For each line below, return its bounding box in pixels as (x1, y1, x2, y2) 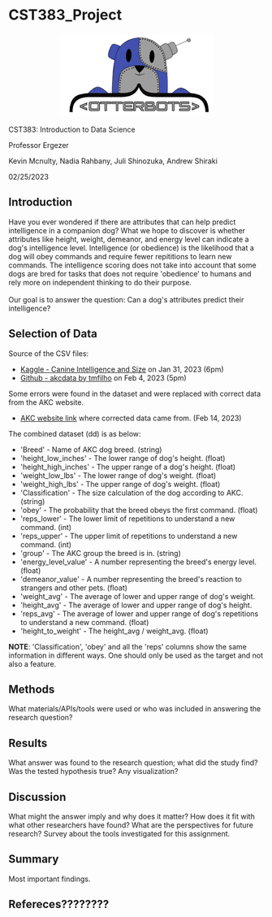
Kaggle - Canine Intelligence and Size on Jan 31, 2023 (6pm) (19, 364, 224, 374)
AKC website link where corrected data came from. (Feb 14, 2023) (19, 413, 242, 423)
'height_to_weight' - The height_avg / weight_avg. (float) (19, 626, 209, 636)
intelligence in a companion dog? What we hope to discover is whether (8, 225, 246, 235)
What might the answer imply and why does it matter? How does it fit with (8, 811, 256, 821)
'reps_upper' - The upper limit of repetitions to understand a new (19, 531, 238, 541)
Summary (8, 852, 59, 867)
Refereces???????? (8, 897, 110, 911)
